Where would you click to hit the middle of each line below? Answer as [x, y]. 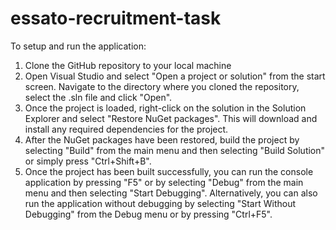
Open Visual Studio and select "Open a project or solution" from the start [175, 76]
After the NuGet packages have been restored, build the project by [162, 139]
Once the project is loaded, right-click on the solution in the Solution [165, 108]
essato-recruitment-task [116, 18]
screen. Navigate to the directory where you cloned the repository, [162, 86]
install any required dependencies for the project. [126, 129]
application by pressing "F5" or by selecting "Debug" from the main [164, 182]
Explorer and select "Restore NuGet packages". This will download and [171, 118]
